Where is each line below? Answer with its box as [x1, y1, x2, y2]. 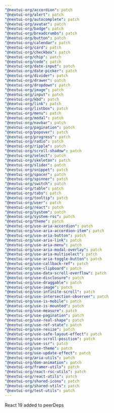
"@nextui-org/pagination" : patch [5, 125, 75, 130]
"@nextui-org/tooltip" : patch [5, 195, 69, 200]
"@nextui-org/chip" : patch [5, 54, 62, 60]
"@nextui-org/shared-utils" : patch [5, 383, 80, 388]
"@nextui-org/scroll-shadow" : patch [5, 149, 82, 154]
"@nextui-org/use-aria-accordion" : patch [5, 223, 93, 229]
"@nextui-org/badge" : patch [5, 26, 64, 31]
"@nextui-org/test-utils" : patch [5, 388, 75, 393]
